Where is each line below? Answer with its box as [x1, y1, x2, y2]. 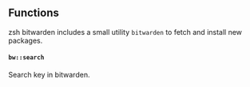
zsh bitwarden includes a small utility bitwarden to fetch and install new [8, 27, 242, 36]
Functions [8, 6, 60, 20]
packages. [8, 36, 43, 45]
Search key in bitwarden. [8, 70, 90, 80]
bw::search [8, 54, 45, 62]
